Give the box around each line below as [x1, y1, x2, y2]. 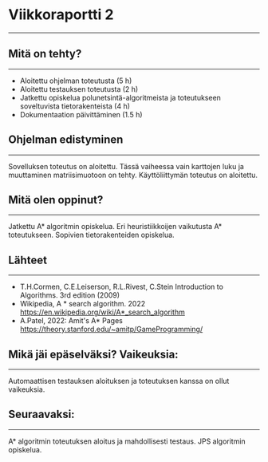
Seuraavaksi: [8, 408, 75, 421]
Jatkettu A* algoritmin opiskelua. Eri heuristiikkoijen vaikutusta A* [8, 222, 223, 231]
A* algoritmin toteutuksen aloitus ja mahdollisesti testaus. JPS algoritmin [8, 436, 246, 446]
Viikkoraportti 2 [8, 6, 114, 24]
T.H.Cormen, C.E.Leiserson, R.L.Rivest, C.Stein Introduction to [19, 282, 223, 292]
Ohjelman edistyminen [8, 133, 124, 147]
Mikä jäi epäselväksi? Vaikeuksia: [8, 347, 179, 361]
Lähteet [8, 253, 48, 267]
